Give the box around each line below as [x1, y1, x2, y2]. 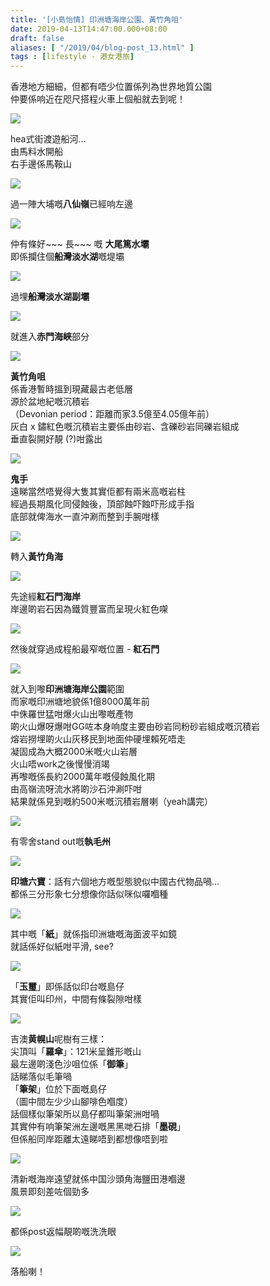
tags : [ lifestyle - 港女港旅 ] [10, 52, 135, 62]
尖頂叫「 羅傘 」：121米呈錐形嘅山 [10, 1046, 142, 1058]
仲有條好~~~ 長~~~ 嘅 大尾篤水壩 [10, 238, 150, 250]
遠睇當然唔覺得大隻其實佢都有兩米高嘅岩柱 [10, 486, 186, 498]
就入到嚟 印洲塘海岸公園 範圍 [10, 683, 125, 695]
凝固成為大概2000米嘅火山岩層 [10, 746, 138, 758]
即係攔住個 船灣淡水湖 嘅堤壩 [10, 251, 125, 263]
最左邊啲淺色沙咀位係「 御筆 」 [10, 1058, 133, 1070]
